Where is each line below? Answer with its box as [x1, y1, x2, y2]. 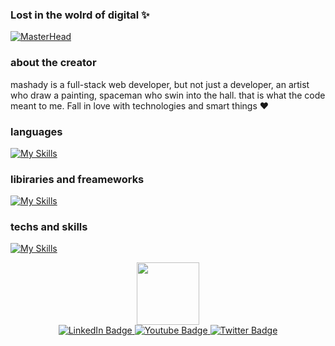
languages [10, 124, 63, 138]
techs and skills [10, 220, 88, 234]
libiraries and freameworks [10, 172, 145, 186]
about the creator [10, 56, 97, 70]
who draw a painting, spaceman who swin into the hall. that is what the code [10, 89, 326, 101]
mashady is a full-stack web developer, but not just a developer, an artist [10, 78, 310, 90]
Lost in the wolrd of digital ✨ [10, 8, 150, 22]
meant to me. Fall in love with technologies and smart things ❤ [10, 99, 270, 112]
